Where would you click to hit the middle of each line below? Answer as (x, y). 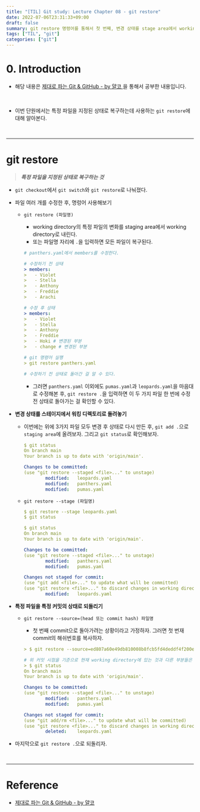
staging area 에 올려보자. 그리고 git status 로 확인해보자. (91, 434)
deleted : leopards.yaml (78, 732)
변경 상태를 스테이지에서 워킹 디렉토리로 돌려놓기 (71, 413)
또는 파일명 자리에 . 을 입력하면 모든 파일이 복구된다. (93, 241)
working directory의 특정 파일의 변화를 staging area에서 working (109, 226)
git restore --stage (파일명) (59, 501)
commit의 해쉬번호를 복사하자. (68, 638)
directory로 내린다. (55, 234)
